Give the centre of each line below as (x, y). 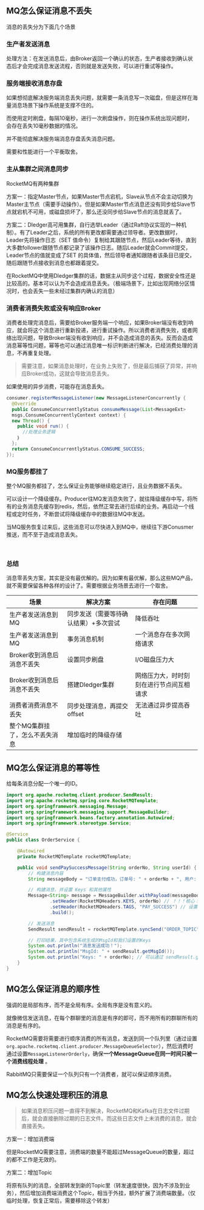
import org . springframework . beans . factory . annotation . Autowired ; (90, 818)
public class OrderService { (43, 840)
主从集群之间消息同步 (37, 169)
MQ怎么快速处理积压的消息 (57, 1095)
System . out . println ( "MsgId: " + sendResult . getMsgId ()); (101, 952)
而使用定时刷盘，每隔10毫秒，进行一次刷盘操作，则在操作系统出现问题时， (100, 118)
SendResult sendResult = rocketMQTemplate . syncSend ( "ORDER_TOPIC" (114, 929)
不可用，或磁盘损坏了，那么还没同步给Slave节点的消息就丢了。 (106, 211)
